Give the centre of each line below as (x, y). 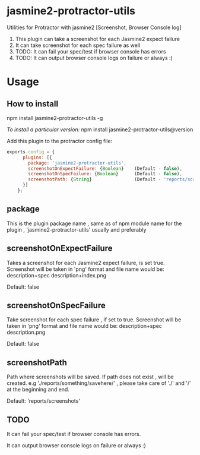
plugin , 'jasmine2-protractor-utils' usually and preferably (77, 229)
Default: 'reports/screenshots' (44, 401)
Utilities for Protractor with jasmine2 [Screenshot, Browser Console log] (94, 27)
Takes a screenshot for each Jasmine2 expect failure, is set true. (86, 263)
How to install (33, 104)
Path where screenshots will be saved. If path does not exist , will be (91, 377)
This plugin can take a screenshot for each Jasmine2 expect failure (98, 39)
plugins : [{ (37, 157)
